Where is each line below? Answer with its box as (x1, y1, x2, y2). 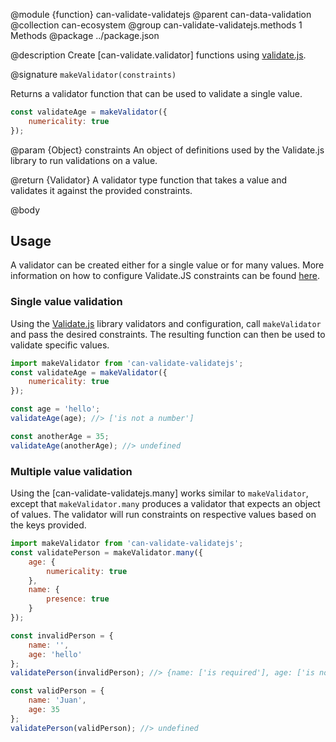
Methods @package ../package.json (10, 30, 160, 41)
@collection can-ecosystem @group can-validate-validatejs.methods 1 (10, 19, 303, 31)
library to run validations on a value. (10, 154, 158, 166)
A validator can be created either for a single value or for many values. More (10, 259, 325, 271)
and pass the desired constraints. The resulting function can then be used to (10, 328, 326, 340)
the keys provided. (10, 519, 87, 531)
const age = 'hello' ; (10, 404, 101, 414)
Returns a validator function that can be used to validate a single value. (10, 88, 303, 99)
